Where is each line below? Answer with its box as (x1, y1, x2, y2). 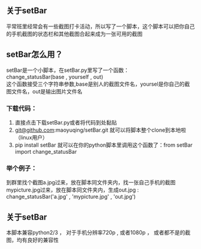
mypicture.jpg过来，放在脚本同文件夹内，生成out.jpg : (6, 186, 139, 193)
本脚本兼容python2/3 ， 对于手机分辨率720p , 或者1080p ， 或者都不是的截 (6, 229, 191, 236)
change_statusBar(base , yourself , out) (6, 73, 103, 80)
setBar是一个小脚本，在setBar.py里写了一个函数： (6, 66, 130, 74)
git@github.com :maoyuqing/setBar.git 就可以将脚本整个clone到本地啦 (14, 126, 187, 133)
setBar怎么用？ (6, 50, 63, 60)
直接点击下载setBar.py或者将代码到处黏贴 (14, 119, 117, 126)
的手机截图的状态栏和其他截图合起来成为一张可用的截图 (6, 30, 142, 37)
